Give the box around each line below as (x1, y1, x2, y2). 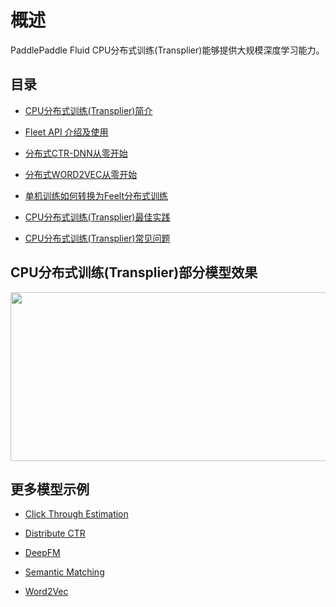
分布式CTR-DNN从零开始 (24, 147, 128, 159)
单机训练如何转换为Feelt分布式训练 (24, 189, 169, 201)
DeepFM (24, 547, 61, 559)
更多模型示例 (10, 481, 90, 498)
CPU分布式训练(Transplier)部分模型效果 (10, 264, 258, 281)
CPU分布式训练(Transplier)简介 (24, 104, 153, 116)
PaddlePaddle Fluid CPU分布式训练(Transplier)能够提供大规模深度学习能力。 (10, 44, 325, 56)
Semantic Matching (24, 566, 105, 578)
